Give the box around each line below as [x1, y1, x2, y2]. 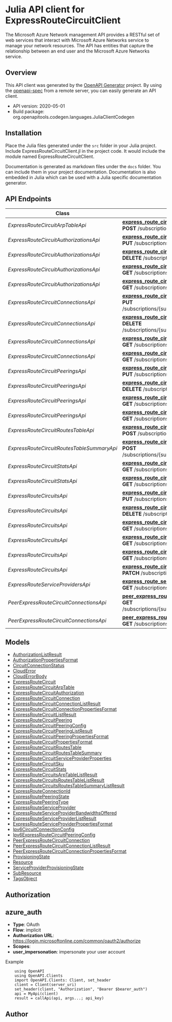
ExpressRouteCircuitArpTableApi [8, 222, 87, 229]
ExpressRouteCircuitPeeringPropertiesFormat [12, 733, 109, 740]
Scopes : [12, 943, 31, 949]
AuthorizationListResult [12, 652, 62, 658]
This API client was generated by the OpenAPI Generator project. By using [5, 82, 162, 88]
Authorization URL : [12, 933, 55, 939]
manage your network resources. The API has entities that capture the [5, 42, 154, 48]
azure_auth [5, 908, 42, 917]
